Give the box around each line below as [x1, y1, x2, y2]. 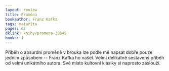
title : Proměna [5, 12, 37, 17]
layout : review [5, 7, 37, 13]
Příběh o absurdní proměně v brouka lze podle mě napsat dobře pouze [5, 49, 153, 55]
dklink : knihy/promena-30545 [5, 31, 67, 36]
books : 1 [5, 36, 24, 41]
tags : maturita [5, 21, 37, 27]
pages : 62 [5, 26, 26, 31]
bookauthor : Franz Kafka [5, 17, 58, 22]
